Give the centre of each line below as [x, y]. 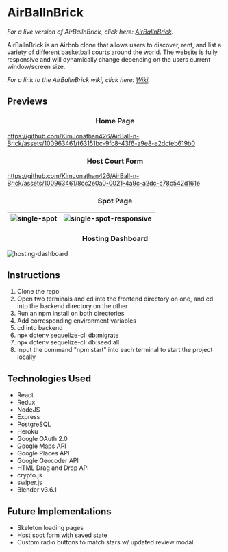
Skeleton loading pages [50, 527]
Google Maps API [41, 446]
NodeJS [28, 410]
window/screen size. [36, 66]
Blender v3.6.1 [37, 490]
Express [28, 417]
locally [26, 357]
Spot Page [115, 201]
